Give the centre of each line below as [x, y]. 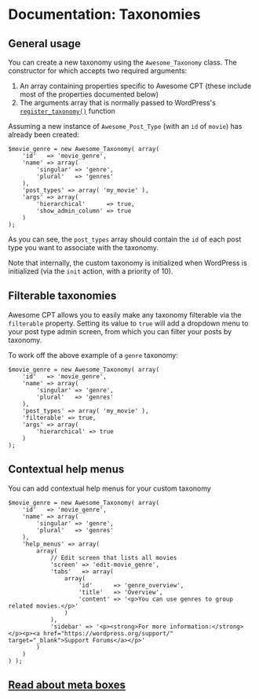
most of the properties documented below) [89, 94]
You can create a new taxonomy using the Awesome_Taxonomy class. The [122, 62]
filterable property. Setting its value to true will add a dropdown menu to [128, 323]
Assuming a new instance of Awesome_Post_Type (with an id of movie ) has [125, 126]
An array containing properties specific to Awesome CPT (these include [135, 86]
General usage [44, 44]
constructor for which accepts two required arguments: [98, 71]
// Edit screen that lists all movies [113, 557]
